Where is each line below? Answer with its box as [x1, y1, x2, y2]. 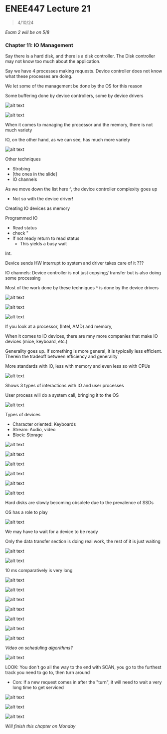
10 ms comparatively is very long [5, 568, 73, 574]
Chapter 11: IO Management [5, 41, 74, 48]
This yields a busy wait [19, 241, 67, 247]
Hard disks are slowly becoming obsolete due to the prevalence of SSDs [5, 500, 154, 506]
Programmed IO [5, 215, 38, 221]
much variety [5, 127, 32, 133]
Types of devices [5, 412, 41, 418]
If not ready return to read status [12, 235, 80, 241]
